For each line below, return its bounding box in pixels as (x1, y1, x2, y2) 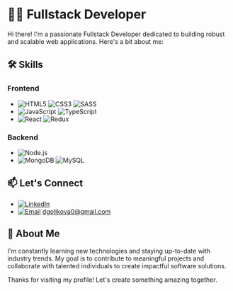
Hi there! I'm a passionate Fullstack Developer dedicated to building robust (7, 30, 225, 38)
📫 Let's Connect (7, 177, 84, 190)
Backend (7, 132, 39, 142)
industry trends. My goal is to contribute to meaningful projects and (7, 254, 205, 263)
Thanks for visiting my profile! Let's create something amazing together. (7, 275, 217, 284)
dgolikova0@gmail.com (42, 207, 111, 215)
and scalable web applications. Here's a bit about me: (7, 37, 164, 45)
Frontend (7, 84, 40, 93)
